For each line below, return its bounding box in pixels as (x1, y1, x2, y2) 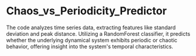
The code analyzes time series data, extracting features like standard (6, 24, 176, 31)
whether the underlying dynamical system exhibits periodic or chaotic (6, 36, 178, 43)
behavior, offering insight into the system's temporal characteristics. (6, 43, 174, 50)
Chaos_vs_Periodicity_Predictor (6, 4, 167, 18)
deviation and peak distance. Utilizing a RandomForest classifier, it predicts (6, 30, 191, 37)
